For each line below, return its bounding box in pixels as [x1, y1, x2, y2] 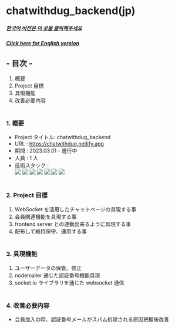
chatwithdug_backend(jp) [6, 4, 136, 18]
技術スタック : [14, 162, 49, 169]
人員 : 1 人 [14, 154, 39, 162]
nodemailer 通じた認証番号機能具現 [14, 272, 100, 279]
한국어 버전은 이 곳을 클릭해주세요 [6, 25, 82, 32]
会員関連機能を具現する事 [14, 213, 77, 220]
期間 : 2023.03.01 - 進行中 [14, 147, 78, 154]
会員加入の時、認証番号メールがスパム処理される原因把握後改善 [14, 316, 169, 323]
